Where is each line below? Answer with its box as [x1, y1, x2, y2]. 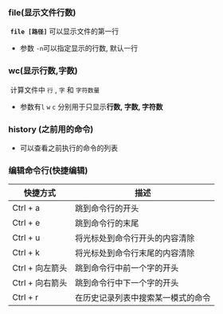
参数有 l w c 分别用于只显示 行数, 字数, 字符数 [19, 102, 163, 111]
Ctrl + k [12, 247, 40, 258]
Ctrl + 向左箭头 [12, 262, 68, 273]
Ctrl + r [12, 292, 39, 303]
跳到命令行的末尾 [75, 218, 139, 229]
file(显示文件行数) [8, 6, 76, 17]
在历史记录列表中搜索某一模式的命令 [75, 293, 211, 304]
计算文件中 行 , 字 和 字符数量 [10, 85, 100, 95]
